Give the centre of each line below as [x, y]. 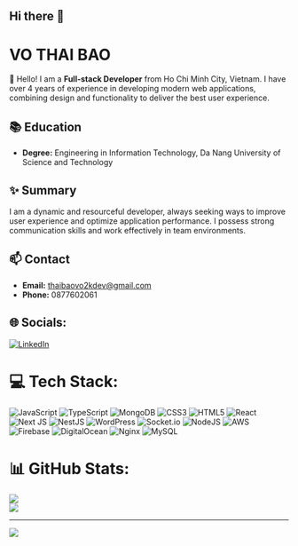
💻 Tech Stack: [64, 381]
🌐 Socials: [38, 323]
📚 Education [46, 127]
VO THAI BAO [60, 55]
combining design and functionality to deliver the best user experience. [140, 98]
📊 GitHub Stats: [70, 468]
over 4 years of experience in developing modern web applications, [133, 89]
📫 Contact [40, 260]
